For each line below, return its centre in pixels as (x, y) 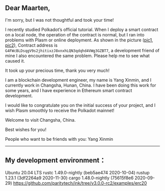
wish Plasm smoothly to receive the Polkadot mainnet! (60, 110)
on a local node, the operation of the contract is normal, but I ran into (75, 34)
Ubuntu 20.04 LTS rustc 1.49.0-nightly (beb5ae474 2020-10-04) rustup (77, 172)
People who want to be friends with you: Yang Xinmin (59, 139)
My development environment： (55, 160)
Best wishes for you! (26, 129)
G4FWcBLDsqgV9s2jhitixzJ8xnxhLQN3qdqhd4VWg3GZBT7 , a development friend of (82, 50)
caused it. (15, 61)
